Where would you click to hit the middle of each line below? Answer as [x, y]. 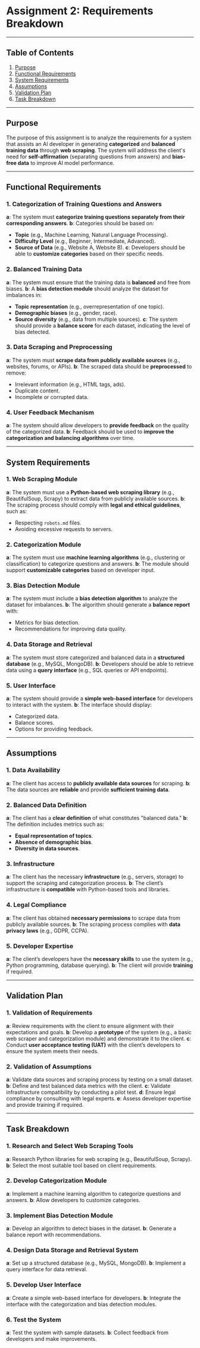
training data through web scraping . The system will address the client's [96, 150]
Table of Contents [40, 53]
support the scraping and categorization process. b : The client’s [85, 883]
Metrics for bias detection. [47, 623]
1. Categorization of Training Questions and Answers [84, 204]
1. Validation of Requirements [49, 1013]
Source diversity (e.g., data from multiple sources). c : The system [96, 319]
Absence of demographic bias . [54, 842]
